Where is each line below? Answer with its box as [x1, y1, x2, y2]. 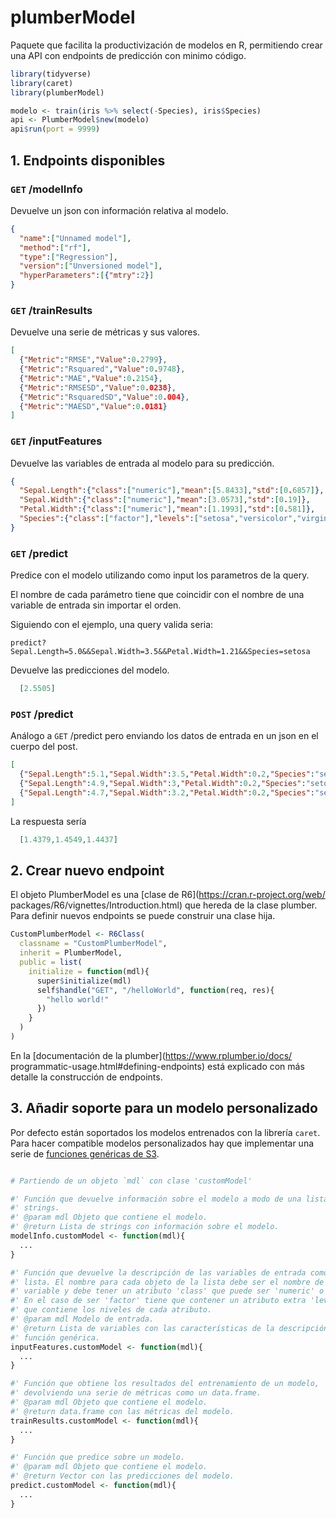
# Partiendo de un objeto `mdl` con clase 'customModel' [10, 1176, 253, 1186]
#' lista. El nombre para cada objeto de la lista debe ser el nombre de [10, 1277, 325, 1287]
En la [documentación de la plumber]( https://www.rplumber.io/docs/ [10, 1049, 293, 1061]
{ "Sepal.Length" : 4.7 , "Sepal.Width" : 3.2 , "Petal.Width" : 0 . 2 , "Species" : [19, 787, 316, 798]
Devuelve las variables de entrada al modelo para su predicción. [10, 457, 275, 469]
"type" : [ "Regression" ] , [19, 252, 118, 262]
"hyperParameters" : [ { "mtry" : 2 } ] [19, 271, 155, 281]
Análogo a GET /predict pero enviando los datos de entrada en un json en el [10, 730, 319, 742]
